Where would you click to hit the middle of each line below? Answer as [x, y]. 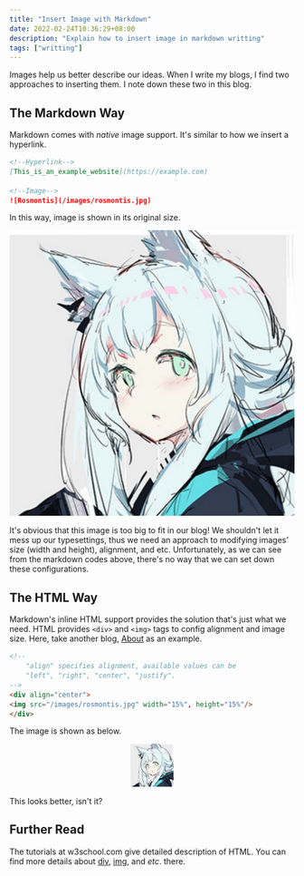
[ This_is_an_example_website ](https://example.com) [109, 171]
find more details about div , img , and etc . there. [97, 861]
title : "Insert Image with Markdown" [81, 19]
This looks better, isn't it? [56, 801]
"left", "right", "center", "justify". [101, 676]
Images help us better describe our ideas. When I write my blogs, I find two [149, 75]
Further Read [47, 830]
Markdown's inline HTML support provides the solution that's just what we [148, 619]
